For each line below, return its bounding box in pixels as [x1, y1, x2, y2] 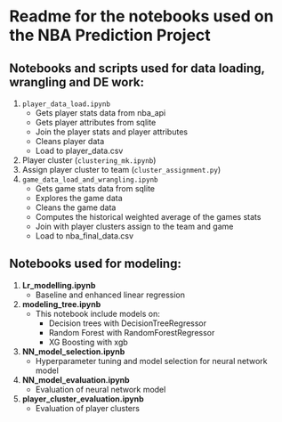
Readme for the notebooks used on [9, 6, 274, 27]
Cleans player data [35, 136, 105, 146]
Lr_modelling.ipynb [21, 280, 96, 290]
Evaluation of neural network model [35, 384, 166, 394]
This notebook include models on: [35, 308, 160, 319]
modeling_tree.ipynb [21, 298, 101, 309]
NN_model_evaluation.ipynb [21, 374, 131, 385]
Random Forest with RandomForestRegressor [48, 327, 215, 337]
